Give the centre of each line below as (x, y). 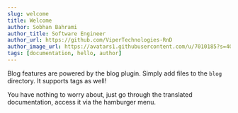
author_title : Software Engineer (57, 34)
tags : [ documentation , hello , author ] (64, 54)
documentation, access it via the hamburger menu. (81, 102)
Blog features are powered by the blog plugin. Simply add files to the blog (115, 73)
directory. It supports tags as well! (57, 81)
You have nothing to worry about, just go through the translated (100, 94)
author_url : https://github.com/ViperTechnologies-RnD (90, 40)
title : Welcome (30, 20)
